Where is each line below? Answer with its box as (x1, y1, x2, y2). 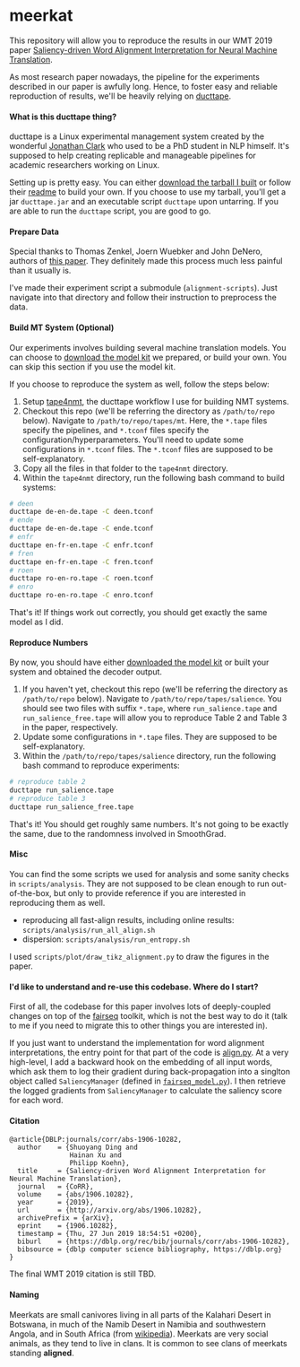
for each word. (9, 1095, 64, 1106)
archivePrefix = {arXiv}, (17, 1214, 115, 1223)
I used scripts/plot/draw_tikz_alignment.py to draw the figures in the (9, 951, 270, 962)
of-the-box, (9, 887, 52, 898)
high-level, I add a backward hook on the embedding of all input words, (9, 1057, 273, 1067)
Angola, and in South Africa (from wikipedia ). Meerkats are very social (9, 1328, 269, 1339)
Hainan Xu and (69, 1151, 123, 1160)
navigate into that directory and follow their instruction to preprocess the (9, 292, 278, 303)
